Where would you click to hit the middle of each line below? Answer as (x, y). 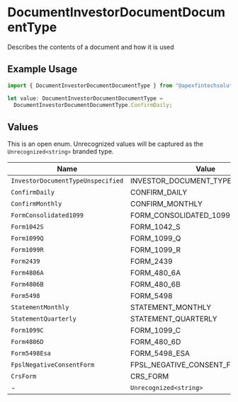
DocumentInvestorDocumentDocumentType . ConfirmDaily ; (93, 105)
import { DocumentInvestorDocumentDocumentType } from (90, 86)
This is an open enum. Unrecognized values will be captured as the (106, 144)
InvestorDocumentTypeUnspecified (67, 181)
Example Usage (42, 69)
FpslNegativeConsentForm (53, 365)
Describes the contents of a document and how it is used (91, 47)
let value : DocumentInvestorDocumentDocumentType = (85, 98)
